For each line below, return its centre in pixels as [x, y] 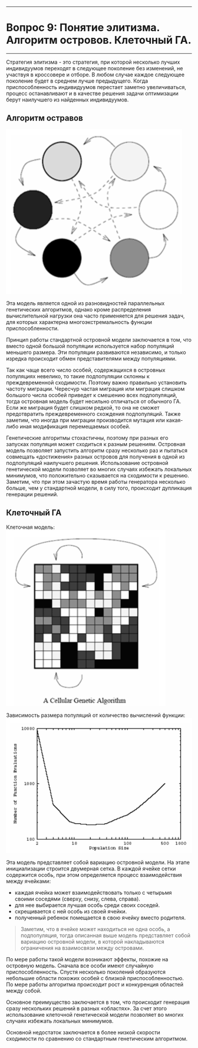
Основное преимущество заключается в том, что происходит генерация [98, 1002]
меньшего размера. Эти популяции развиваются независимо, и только [96, 352]
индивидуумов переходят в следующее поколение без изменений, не [95, 68]
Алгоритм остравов [45, 118]
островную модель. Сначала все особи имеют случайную [80, 965]
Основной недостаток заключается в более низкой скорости [83, 1032]
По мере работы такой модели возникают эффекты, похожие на [87, 959]
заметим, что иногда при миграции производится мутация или [85, 420]
